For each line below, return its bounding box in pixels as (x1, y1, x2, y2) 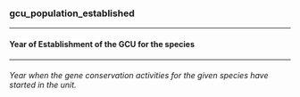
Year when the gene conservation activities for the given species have (9, 70, 270, 81)
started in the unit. (9, 79, 78, 91)
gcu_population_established (9, 7, 136, 20)
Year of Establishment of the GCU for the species (9, 38, 195, 49)
